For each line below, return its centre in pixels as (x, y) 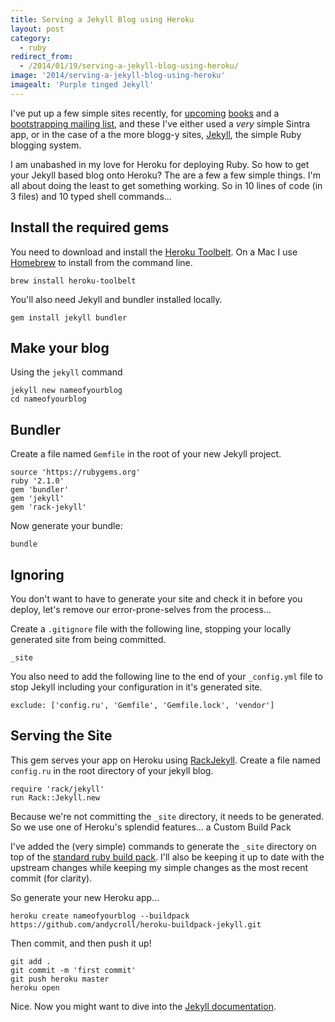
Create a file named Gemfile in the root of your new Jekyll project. (146, 454)
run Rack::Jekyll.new (55, 797)
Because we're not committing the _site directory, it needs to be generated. (167, 816)
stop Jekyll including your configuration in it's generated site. (136, 687)
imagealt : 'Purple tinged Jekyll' (82, 85)
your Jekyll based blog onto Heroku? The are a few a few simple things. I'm (165, 175)
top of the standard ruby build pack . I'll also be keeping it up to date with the (167, 857)
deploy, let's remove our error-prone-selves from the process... (141, 609)
